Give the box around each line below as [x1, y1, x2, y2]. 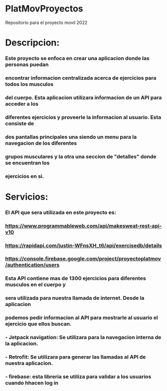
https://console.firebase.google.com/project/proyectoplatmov [5, 255, 161, 262]
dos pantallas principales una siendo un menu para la [5, 133, 137, 140]
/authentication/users [5, 262, 60, 269]
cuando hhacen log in [5, 379, 59, 386]
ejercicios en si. [5, 173, 44, 180]
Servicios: [5, 191, 48, 202]
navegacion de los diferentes [5, 139, 77, 146]
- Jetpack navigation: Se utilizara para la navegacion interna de [5, 334, 162, 341]
